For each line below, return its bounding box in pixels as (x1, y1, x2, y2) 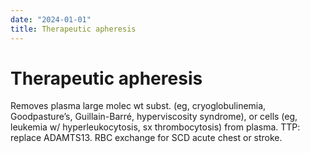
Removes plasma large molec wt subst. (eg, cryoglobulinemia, (10, 100, 267, 112)
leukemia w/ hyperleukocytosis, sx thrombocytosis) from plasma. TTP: (10, 121, 301, 133)
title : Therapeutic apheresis (10, 24, 137, 34)
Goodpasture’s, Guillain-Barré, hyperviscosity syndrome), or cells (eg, (10, 111, 298, 123)
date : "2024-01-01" (10, 14, 92, 25)
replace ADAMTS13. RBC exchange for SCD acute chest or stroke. (10, 132, 283, 144)
